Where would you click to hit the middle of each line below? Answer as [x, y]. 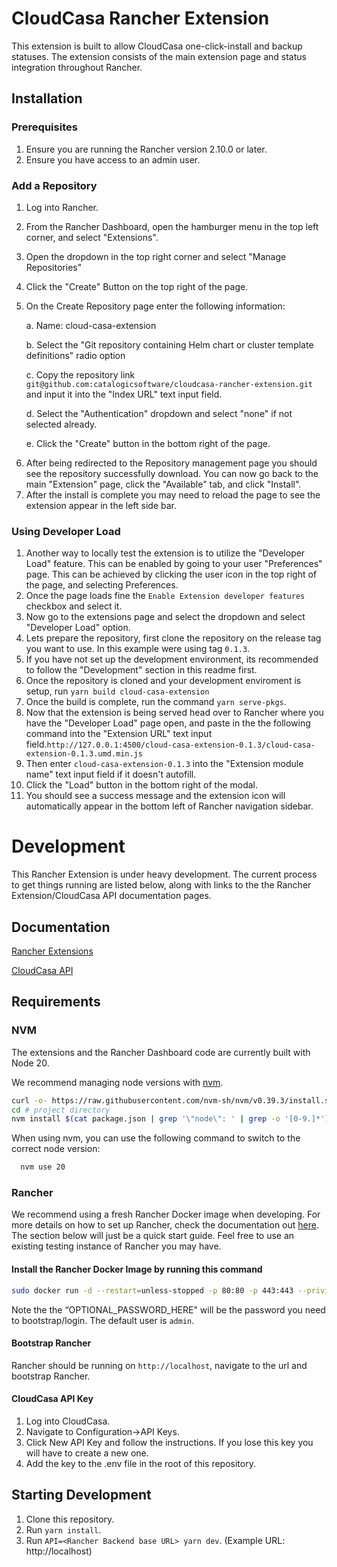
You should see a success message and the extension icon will [155, 796]
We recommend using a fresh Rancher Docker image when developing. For [166, 1214]
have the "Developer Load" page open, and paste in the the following [168, 723]
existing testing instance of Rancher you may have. [116, 1246]
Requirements [56, 1002]
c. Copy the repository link [80, 374]
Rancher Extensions [52, 951]
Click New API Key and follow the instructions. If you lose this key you [169, 1442]
